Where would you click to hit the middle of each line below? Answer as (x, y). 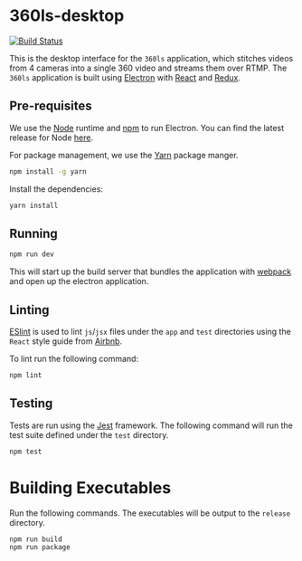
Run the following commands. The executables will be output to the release (150, 513)
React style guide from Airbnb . (66, 341)
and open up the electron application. (79, 281)
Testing (31, 404)
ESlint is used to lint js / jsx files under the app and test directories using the (150, 332)
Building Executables (90, 487)
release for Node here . (51, 138)
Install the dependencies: (57, 189)
